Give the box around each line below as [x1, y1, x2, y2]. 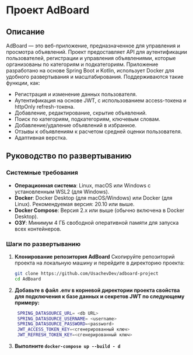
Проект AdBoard [6, 4, 90, 17]
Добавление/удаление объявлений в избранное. [14, 122, 137, 128]
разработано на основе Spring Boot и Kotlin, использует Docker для [6, 67, 174, 74]
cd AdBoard [14, 276, 41, 282]
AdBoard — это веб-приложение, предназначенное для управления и [6, 42, 181, 49]
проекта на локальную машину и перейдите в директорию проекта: [14, 259, 185, 266]
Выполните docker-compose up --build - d [14, 343, 121, 350]
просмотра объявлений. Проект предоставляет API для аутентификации [6, 48, 188, 55]
